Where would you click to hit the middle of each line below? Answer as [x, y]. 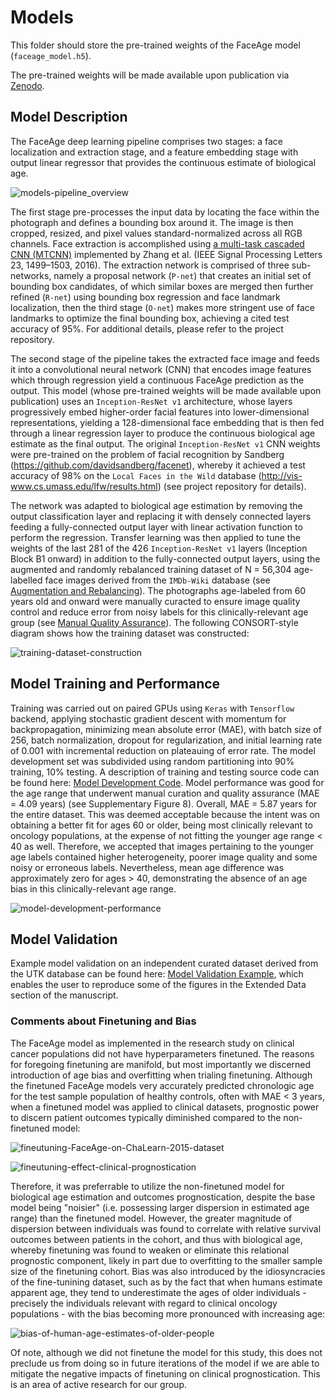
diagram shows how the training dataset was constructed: [130, 633]
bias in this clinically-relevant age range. [93, 888]
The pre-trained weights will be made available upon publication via [150, 75]
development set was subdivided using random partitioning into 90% [152, 761]
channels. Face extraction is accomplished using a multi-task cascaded [157, 243]
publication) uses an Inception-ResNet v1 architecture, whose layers [151, 401]
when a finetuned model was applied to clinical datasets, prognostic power [165, 1107]
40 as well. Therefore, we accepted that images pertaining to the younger [162, 846]
